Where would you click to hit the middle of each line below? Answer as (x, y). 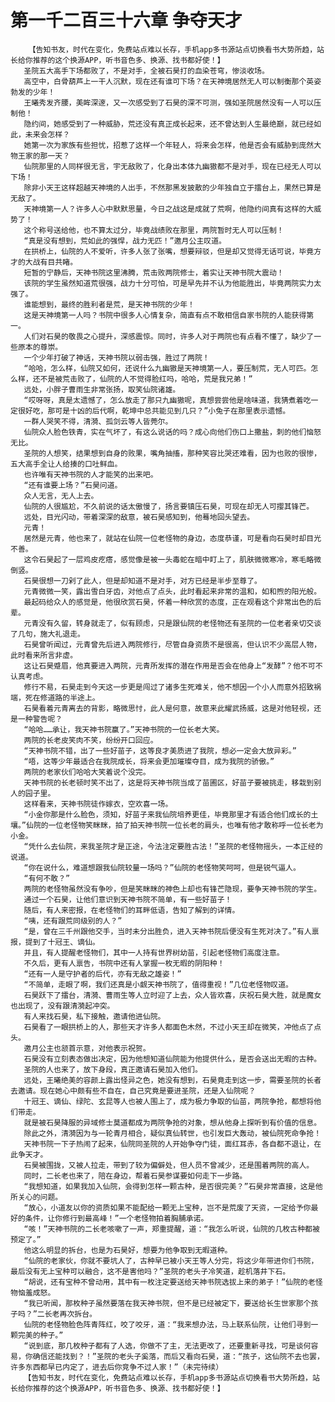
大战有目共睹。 (51, 262)
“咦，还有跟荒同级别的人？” (73, 921)
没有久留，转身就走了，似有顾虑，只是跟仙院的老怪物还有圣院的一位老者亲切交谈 (180, 623)
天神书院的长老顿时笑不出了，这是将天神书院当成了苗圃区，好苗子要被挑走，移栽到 (169, 782)
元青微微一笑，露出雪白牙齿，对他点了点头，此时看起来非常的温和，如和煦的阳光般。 (172, 591)
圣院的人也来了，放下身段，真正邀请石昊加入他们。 (113, 1069)
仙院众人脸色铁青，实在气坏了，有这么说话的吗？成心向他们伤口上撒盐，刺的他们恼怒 (172, 432)
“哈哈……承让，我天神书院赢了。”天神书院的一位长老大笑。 (124, 729)
